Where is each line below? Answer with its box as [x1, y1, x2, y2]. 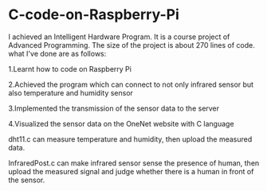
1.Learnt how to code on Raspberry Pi [8, 64, 132, 73]
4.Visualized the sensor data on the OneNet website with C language [8, 119, 234, 128]
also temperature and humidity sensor [8, 88, 134, 97]
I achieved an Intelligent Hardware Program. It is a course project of [8, 32, 230, 41]
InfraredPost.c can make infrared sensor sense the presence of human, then [8, 158, 260, 168]
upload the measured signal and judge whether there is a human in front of [8, 166, 254, 176]
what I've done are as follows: [8, 49, 107, 58]
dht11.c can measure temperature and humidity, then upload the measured [8, 134, 253, 144]
